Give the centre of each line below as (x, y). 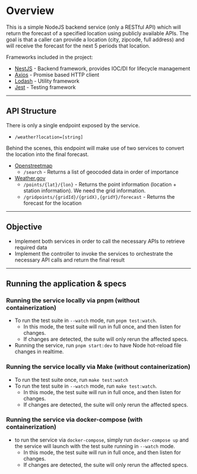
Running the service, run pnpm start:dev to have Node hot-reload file (98, 346)
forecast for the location (52, 203)
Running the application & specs (67, 284)
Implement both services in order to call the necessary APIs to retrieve (100, 241)
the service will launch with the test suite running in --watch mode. (95, 446)
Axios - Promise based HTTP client (57, 75)
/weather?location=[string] (49, 137)
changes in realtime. (39, 352)
